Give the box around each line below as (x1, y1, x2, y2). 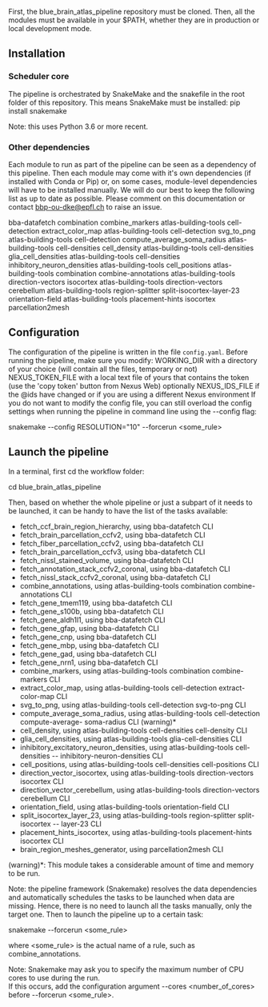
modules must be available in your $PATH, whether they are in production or (8, 15, 260, 25)
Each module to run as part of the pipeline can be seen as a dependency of (8, 159, 257, 169)
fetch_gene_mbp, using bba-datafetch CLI (19, 640, 160, 650)
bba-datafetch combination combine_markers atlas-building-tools (8, 218, 226, 227)
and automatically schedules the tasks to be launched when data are (8, 892, 235, 902)
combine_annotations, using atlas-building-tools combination (19, 581, 222, 590)
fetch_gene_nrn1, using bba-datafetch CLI (19, 657, 158, 667)
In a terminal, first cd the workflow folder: (8, 466, 145, 476)
